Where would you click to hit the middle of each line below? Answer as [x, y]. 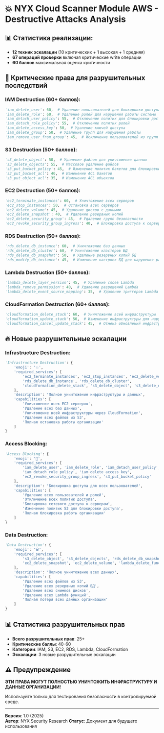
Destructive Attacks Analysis [65, 19]
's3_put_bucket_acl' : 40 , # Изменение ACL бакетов [59, 173]
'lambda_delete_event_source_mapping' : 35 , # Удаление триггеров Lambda [82, 292]
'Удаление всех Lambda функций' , [57, 595]
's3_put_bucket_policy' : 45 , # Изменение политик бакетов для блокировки [83, 169]
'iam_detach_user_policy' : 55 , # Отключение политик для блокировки [77, 119]
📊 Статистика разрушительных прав [65, 624]
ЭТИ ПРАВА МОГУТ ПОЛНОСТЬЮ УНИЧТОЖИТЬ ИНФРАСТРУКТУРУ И [81, 682]
